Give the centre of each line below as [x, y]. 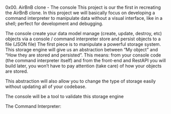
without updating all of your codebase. [46, 87]
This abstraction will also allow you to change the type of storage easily [81, 81]
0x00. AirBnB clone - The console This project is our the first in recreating [83, 7]
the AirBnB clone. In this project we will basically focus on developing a [80, 13]
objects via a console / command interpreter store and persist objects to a [83, 39]
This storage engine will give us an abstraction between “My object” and [82, 50]
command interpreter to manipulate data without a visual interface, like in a [84, 18]
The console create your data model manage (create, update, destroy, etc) [84, 33]
